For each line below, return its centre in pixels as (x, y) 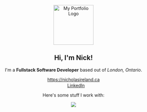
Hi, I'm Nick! (73, 58)
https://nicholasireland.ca (73, 79)
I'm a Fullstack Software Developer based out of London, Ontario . (73, 70)
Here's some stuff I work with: (73, 95)
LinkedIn (76, 85)
